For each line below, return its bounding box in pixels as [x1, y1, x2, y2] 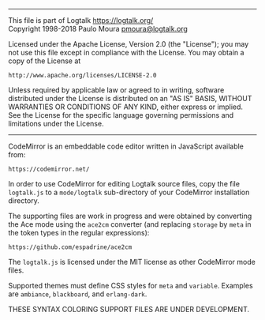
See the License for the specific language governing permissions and [8, 111, 234, 119]
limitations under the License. [8, 119, 104, 128]
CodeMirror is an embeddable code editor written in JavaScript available [8, 141, 244, 151]
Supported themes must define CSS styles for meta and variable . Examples [8, 281, 254, 290]
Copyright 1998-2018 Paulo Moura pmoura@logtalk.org [8, 24, 188, 33]
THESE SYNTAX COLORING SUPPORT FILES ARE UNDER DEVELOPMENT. [8, 305, 250, 314]
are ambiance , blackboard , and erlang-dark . [8, 289, 147, 299]
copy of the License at [8, 56, 81, 66]
